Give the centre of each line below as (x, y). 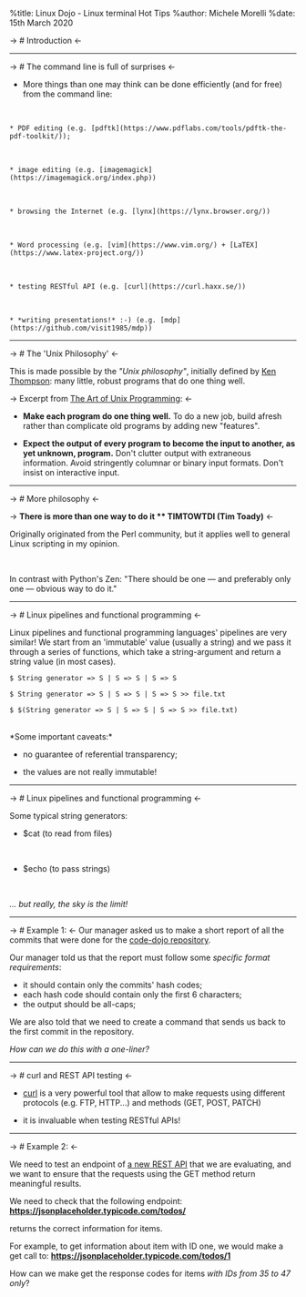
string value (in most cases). (63, 661)
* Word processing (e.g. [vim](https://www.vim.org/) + (117, 245)
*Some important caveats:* (61, 736)
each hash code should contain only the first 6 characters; (133, 995)
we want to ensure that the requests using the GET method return (133, 1174)
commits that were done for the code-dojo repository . (110, 940)
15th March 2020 (41, 23)
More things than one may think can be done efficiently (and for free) (152, 84)
